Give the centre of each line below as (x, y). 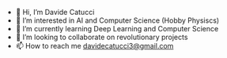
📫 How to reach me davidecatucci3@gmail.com (95, 46)
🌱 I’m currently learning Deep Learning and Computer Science (117, 29)
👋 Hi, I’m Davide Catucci (55, 12)
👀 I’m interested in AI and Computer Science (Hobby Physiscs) (117, 20)
